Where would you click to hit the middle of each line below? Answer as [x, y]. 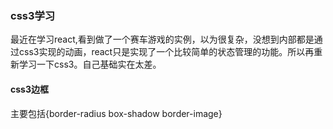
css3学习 [33, 15]
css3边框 [29, 89]
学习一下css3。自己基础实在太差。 [90, 64]
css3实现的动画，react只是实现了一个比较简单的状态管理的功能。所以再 [166, 52]
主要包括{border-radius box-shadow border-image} [116, 113]
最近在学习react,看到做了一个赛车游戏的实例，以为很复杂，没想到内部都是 [162, 39]
